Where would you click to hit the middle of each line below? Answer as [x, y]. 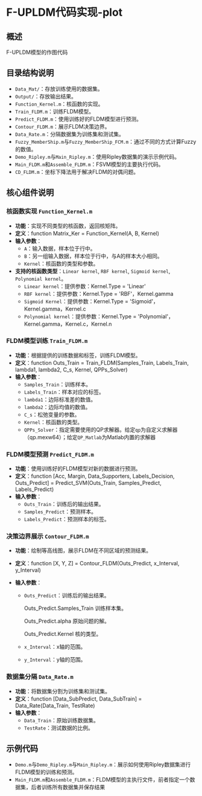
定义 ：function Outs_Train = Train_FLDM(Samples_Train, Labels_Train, [102, 362]
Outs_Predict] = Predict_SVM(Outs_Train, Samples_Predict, [88, 483]
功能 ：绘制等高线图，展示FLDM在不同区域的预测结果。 [83, 551]
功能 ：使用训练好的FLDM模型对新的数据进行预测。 [78, 469]
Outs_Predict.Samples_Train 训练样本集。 [75, 608]
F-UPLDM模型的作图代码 [37, 52]
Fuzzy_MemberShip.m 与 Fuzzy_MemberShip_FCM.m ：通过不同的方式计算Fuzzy [106, 141]
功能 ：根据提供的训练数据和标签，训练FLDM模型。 [78, 355]
